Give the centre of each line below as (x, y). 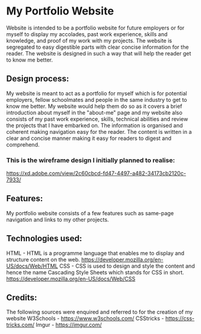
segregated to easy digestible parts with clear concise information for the (97, 47)
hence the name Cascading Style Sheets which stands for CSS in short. (95, 272)
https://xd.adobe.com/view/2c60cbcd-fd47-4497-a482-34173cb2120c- (96, 174)
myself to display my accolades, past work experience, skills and (87, 34)
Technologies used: (44, 238)
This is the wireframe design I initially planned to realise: (91, 160)
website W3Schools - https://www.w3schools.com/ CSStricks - (85, 318)
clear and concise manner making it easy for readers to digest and (89, 138)
